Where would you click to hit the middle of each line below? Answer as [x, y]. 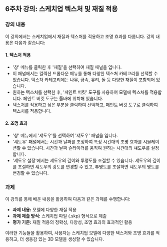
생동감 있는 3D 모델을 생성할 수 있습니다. [64, 239]
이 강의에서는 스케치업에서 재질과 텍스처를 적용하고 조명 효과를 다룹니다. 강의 [80, 36]
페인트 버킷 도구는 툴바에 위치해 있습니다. [63, 98]
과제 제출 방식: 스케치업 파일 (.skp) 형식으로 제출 [59, 216]
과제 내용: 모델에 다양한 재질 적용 [44, 210]
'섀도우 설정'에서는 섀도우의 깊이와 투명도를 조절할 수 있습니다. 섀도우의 [82, 161]
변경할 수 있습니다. [30, 173]
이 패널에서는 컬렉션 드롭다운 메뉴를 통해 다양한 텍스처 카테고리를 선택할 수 [85, 73]
